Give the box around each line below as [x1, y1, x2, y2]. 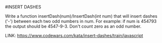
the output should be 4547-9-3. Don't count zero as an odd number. [5, 23, 142, 29]
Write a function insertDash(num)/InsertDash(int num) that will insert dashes [5, 13, 158, 19]
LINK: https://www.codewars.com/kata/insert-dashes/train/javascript [5, 33, 143, 38]
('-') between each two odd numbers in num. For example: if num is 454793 [5, 19, 157, 24]
